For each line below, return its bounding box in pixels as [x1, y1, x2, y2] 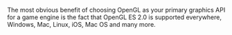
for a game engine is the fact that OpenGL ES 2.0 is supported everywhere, [7, 13, 222, 21]
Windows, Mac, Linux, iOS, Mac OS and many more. [7, 21, 156, 28]
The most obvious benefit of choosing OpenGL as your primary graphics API [7, 6, 226, 14]
